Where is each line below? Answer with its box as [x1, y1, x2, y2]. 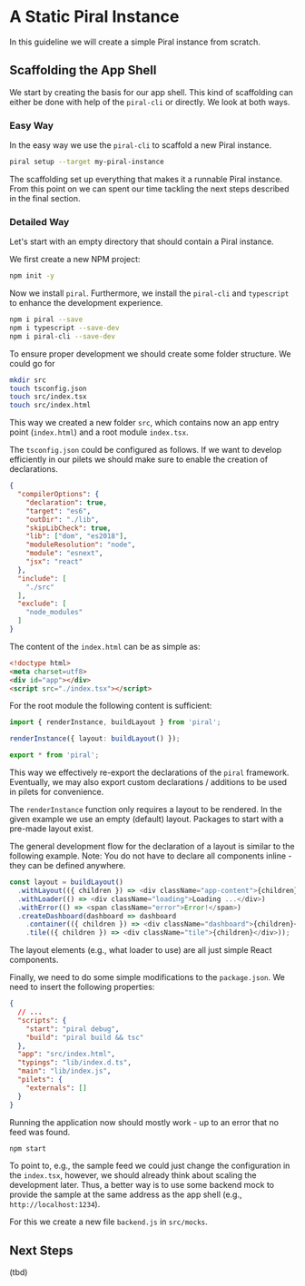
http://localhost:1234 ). [9, 1199, 101, 1210]
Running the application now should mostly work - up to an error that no [9, 1116, 280, 1127]
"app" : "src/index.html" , [17, 1050, 116, 1059]
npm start [9, 1144, 47, 1153]
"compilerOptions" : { [17, 490, 100, 499]
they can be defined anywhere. [9, 860, 126, 871]
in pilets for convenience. [9, 787, 104, 798]
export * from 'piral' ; [9, 751, 100, 760]
